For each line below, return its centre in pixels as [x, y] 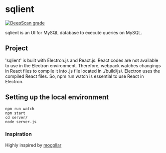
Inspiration [19, 134]
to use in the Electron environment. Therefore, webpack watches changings [83, 65]
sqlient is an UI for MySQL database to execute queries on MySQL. [74, 32]
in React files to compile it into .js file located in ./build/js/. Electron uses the [83, 71]
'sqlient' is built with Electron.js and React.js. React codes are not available [82, 60]
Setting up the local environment [57, 97]
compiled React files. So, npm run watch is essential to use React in [75, 76]
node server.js [21, 122]
